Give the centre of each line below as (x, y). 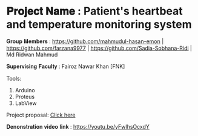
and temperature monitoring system (99, 25)
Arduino (25, 90)
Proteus (25, 97)
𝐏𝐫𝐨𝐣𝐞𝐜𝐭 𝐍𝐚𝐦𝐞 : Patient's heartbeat (94, 11)
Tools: (14, 78)
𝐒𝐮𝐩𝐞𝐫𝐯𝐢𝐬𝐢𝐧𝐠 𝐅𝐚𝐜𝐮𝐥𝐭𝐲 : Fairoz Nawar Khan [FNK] (66, 66)
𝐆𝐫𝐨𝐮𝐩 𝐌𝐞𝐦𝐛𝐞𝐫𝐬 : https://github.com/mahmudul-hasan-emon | (85, 41)
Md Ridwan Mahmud (32, 54)
